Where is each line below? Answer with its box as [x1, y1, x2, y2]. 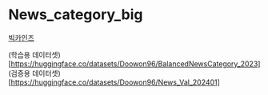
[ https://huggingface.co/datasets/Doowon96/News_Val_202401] [8, 77, 220, 87]
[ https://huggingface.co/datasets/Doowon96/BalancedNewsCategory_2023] [8, 58, 261, 69]
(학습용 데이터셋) [8, 49, 62, 59]
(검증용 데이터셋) [8, 68, 62, 77]
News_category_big [8, 6, 143, 24]
